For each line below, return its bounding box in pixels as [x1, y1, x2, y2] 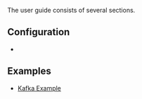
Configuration [7, 26, 70, 38]
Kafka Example [17, 84, 62, 92]
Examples [7, 65, 51, 77]
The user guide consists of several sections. [7, 6, 136, 14]
